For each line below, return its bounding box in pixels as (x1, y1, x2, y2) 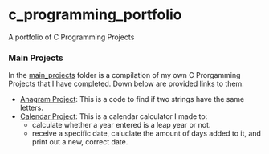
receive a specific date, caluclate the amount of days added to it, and (31, 128, 261, 138)
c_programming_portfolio (8, 6, 182, 24)
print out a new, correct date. (31, 137, 128, 147)
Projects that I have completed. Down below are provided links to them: (8, 79, 245, 89)
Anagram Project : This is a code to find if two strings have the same (19, 95, 245, 104)
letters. (19, 103, 44, 113)
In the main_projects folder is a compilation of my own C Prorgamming (8, 71, 241, 80)
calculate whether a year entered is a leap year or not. (31, 120, 211, 130)
